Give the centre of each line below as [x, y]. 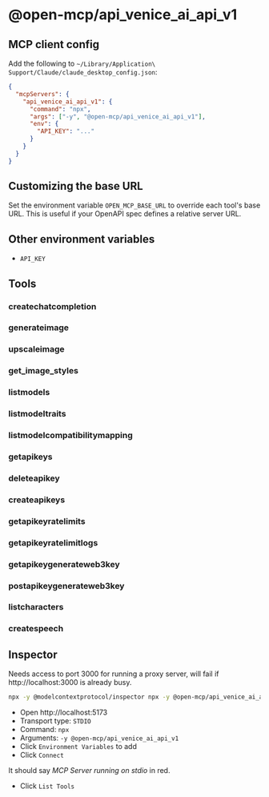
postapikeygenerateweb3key [66, 586]
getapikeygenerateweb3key [64, 564]
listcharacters [36, 607]
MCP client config [54, 44]
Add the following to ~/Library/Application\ [82, 63]
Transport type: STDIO [56, 721]
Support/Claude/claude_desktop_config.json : [83, 72]
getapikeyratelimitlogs [53, 542]
